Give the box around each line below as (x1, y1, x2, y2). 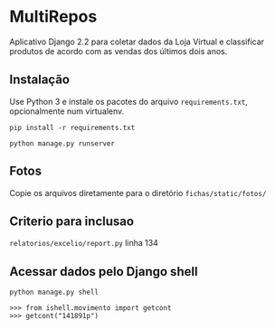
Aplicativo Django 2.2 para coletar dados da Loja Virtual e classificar (9, 36, 265, 47)
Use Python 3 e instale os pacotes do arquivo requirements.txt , (9, 96, 249, 107)
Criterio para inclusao (9, 213, 134, 229)
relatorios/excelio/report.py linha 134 (9, 238, 158, 249)
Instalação (9, 72, 71, 88)
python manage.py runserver (9, 138, 116, 148)
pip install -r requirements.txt (9, 123, 136, 132)
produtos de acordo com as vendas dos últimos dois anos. (9, 45, 228, 56)
